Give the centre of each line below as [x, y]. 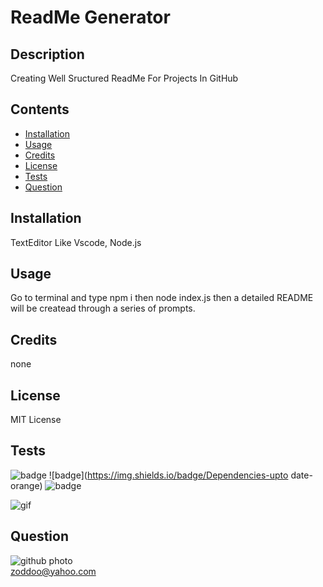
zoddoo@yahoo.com [53, 571]
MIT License [36, 420]
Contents [40, 109]
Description [47, 54]
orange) [26, 485]
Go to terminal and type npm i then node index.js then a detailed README [162, 298]
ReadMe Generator [90, 17]
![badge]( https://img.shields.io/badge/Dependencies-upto [168, 475]
